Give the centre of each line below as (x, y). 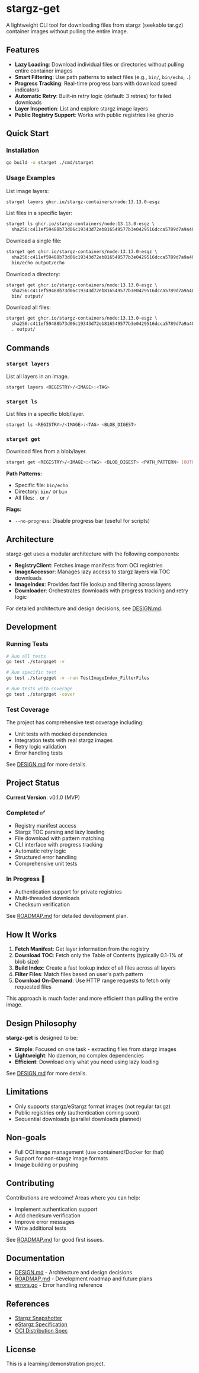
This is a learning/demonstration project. (56, 1363)
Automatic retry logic (40, 851)
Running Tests (27, 644)
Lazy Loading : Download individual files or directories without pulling (99, 64)
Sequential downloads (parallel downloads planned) (78, 1119)
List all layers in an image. (38, 376)
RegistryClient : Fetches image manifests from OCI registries (89, 565)
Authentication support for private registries (68, 892)
